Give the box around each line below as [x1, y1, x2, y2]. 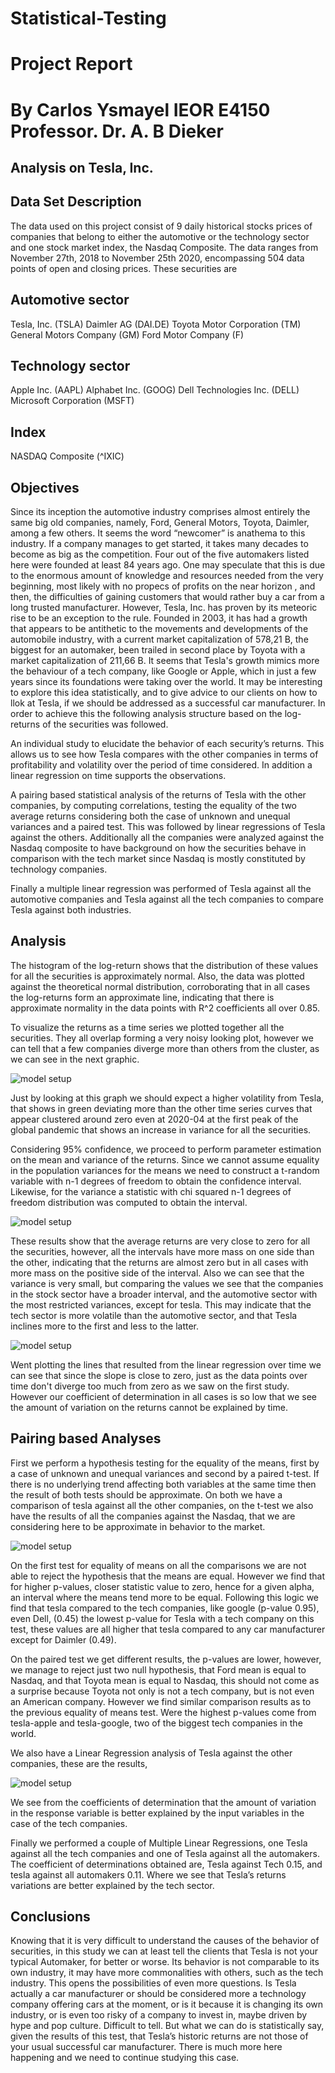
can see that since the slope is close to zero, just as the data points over [10, 1369, 308, 1381]
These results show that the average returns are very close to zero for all [10, 1235, 311, 1247]
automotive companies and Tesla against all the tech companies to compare [10, 893, 324, 906]
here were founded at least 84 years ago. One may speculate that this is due [10, 559, 326, 571]
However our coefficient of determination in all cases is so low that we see [10, 1390, 317, 1402]
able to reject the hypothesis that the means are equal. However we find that [10, 1570, 325, 1582]
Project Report [10, 53, 133, 76]
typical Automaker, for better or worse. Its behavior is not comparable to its [10, 1956, 320, 1968]
